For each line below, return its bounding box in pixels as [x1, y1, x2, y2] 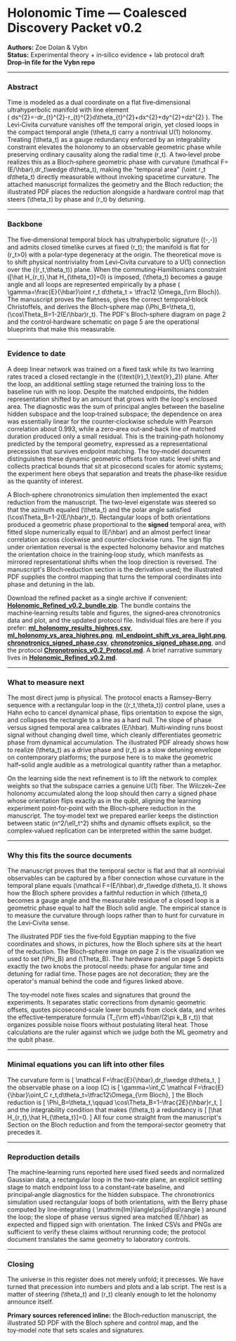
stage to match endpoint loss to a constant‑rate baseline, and [7, 1183, 185, 1191]
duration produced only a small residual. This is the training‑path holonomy [7, 432, 224, 440]
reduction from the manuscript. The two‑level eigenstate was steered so [7, 497, 216, 506]
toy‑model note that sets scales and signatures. [7, 1326, 145, 1335]
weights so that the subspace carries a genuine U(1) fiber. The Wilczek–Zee [7, 782, 226, 790]
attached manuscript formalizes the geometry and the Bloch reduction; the [7, 181, 223, 189]
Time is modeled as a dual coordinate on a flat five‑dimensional [7, 98, 191, 107]
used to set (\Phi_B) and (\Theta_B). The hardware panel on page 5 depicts [7, 955, 224, 963]
